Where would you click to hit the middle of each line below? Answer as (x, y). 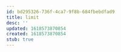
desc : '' (17, 23)
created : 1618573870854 (36, 34)
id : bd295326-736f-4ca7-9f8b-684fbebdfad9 (60, 12)
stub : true (20, 39)
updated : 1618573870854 (36, 28)
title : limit (23, 17)
